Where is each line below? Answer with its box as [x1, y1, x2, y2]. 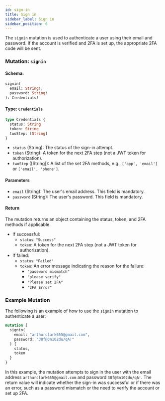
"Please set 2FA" [27, 280, 63, 285]
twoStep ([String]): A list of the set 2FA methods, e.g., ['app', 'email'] [12, 161, 158, 167]
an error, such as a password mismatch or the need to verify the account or [5, 385, 160, 391]
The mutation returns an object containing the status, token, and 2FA [5, 216, 146, 222]
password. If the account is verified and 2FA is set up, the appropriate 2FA [5, 40, 157, 46]
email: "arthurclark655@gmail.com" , [14, 332, 90, 337]
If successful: [12, 231, 41, 237]
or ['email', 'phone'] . [12, 166, 60, 172]
